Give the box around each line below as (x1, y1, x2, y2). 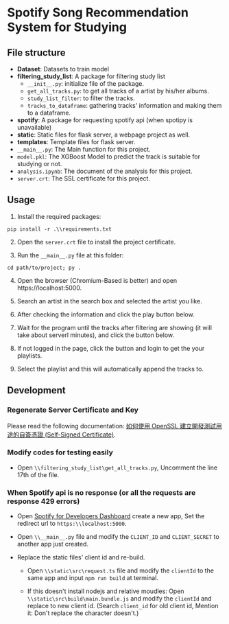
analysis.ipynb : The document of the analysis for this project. (16, 167, 193, 175)
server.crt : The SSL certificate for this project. (16, 174, 151, 183)
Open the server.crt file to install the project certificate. (16, 238, 176, 246)
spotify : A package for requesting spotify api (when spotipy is (16, 116, 193, 124)
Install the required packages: (16, 212, 101, 220)
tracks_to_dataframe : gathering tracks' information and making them (27, 102, 222, 109)
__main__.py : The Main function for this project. (16, 146, 151, 153)
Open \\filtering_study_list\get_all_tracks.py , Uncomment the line (16, 463, 218, 472)
